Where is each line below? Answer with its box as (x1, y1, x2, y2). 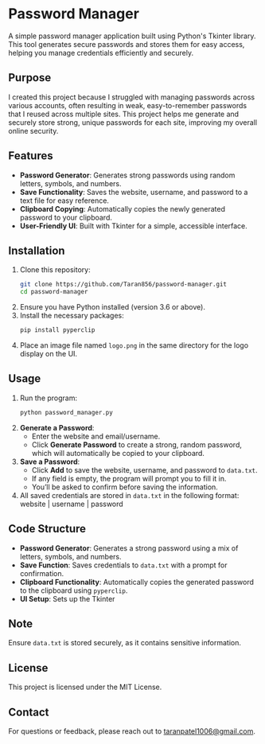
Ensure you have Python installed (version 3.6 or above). (19, 302, 205, 312)
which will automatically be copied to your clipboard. (31, 448, 205, 458)
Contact (8, 705, 49, 719)
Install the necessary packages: (19, 311, 125, 321)
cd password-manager (19, 288, 88, 296)
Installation (8, 243, 65, 257)
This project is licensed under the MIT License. (8, 682, 162, 692)
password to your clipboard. (19, 212, 113, 222)
